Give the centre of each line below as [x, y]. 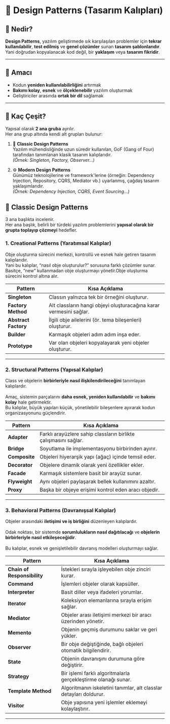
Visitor [16, 706]
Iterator [17, 604]
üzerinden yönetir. [83, 622]
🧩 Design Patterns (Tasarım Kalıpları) [84, 10]
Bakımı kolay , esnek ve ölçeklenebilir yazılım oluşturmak [72, 90]
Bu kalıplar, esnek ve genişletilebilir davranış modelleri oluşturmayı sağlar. [82, 548]
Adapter [18, 437]
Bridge [16, 449]
